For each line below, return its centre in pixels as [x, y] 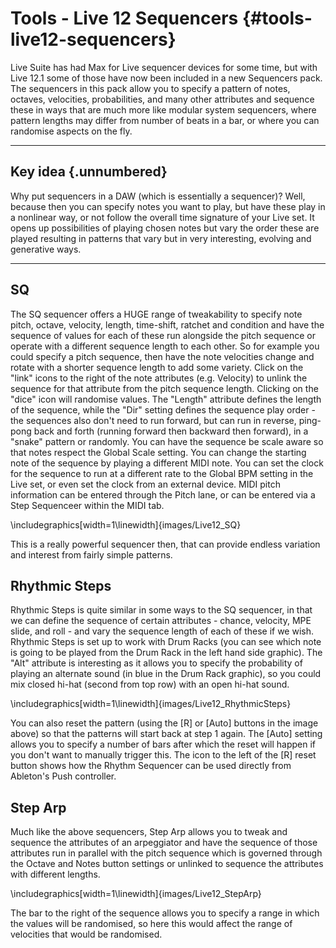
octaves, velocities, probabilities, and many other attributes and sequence [162, 99]
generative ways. [46, 249]
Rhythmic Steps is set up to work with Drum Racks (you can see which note [166, 642]
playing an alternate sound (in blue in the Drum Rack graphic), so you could [166, 674]
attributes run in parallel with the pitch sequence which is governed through [166, 853]
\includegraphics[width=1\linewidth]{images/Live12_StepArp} [136, 894]
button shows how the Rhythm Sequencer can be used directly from [151, 766]
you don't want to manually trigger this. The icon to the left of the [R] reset [163, 755]
